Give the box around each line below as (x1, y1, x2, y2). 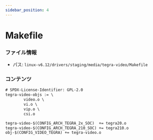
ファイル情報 (5, 49, 37, 56)
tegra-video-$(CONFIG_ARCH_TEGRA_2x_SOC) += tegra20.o (5, 121, 126, 126)
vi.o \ (23, 102, 38, 107)
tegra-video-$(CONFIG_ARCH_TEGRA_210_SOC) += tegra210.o (5, 125, 129, 131)
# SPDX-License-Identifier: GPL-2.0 (5, 88, 83, 93)
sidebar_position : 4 (5, 7, 49, 13)
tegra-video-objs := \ (5, 92, 54, 97)
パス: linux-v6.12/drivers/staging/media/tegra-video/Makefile (12, 62, 148, 68)
